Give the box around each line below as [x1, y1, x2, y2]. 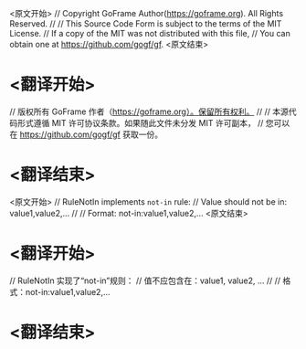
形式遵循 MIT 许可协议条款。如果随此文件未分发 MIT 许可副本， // [16, 117, 264, 128]
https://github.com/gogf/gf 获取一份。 [19, 129, 163, 140]
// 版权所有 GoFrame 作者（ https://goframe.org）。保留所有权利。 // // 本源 [9, 106, 290, 117]
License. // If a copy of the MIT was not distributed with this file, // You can [9, 28, 290, 38]
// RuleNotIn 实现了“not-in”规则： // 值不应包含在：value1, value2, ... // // [9, 275, 281, 286]
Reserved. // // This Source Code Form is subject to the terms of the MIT [9, 18, 282, 29]
